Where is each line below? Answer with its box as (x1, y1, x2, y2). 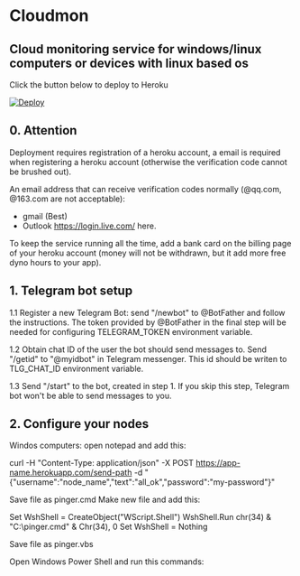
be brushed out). (9, 166, 72, 177)
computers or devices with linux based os (9, 55, 250, 70)
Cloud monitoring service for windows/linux (9, 42, 262, 57)
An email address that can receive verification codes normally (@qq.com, (9, 183, 282, 194)
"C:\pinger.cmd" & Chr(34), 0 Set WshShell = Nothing (9, 521, 208, 533)
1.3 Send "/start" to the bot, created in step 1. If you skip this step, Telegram (9, 380, 290, 391)
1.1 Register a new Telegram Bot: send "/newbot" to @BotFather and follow (9, 307, 286, 318)
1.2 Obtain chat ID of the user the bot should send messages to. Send (9, 344, 268, 355)
